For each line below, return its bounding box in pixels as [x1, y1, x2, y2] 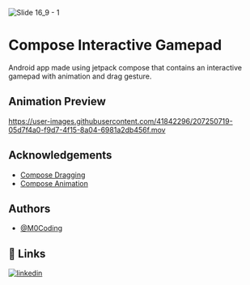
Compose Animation [19, 178, 89, 188]
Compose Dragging [19, 170, 86, 180]
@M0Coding [19, 223, 63, 233]
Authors [8, 202, 51, 215]
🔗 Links [8, 247, 46, 261]
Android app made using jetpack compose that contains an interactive [8, 62, 243, 72]
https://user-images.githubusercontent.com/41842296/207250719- [8, 116, 233, 125]
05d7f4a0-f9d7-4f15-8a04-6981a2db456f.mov [8, 125, 166, 134]
